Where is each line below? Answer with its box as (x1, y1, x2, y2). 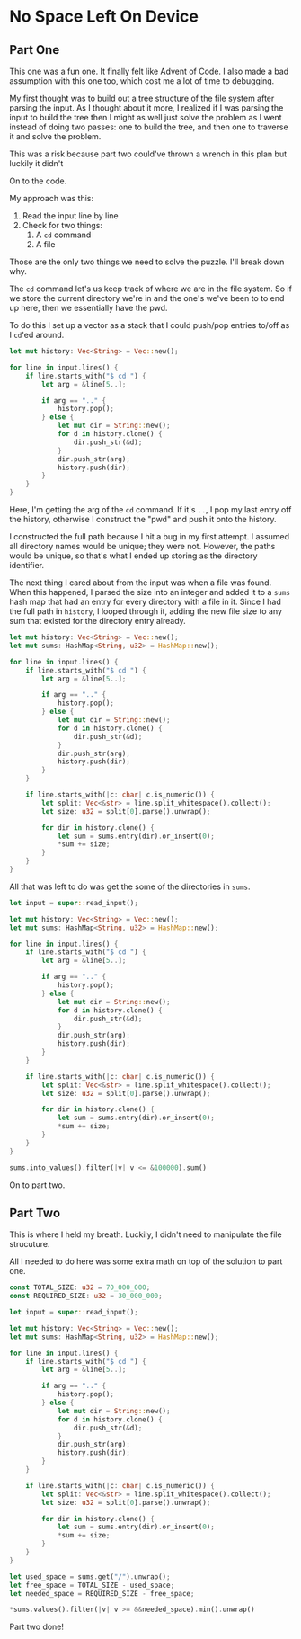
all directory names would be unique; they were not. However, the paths (9, 541, 276, 551)
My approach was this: (9, 193, 94, 203)
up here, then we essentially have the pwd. (9, 303, 168, 313)
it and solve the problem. (9, 131, 102, 141)
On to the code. (9, 175, 67, 186)
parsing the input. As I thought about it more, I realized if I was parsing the (9, 102, 284, 113)
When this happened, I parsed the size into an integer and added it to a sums (9, 587, 290, 597)
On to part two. (9, 1180, 66, 1190)
